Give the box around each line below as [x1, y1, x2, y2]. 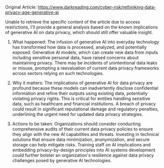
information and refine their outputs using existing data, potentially [12, 91, 148, 96]
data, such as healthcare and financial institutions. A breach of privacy [12, 101, 156, 106]
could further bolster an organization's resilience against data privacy [12, 152, 154, 158]
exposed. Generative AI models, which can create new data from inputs [12, 49, 158, 55]
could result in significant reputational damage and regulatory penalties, [12, 106, 159, 112]
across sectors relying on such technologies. [12, 70, 104, 76]
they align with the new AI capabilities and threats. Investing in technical [12, 132, 159, 137]
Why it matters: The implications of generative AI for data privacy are [12, 80, 153, 86]
